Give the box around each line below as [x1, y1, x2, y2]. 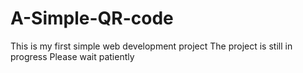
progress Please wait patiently [10, 50, 135, 62]
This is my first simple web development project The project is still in [10, 40, 293, 52]
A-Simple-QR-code [10, 7, 174, 30]
